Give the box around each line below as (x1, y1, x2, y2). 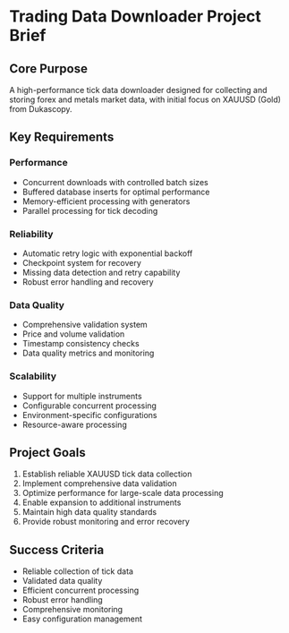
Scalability (9, 370, 56, 382)
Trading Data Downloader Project (9, 6, 262, 27)
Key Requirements (9, 130, 115, 145)
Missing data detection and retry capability (21, 267, 181, 278)
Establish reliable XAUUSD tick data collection (21, 468, 192, 480)
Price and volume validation (21, 329, 125, 339)
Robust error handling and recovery (21, 276, 154, 287)
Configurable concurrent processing (21, 400, 157, 411)
